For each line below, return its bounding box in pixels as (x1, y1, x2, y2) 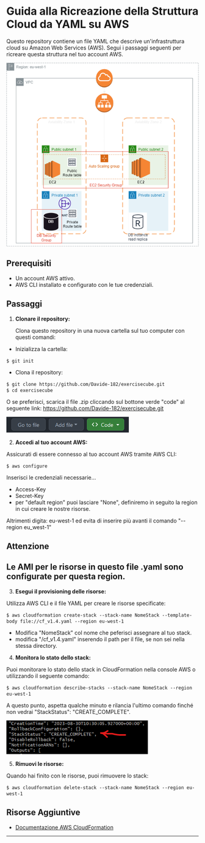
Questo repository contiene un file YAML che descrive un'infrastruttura (6, 37, 185, 45)
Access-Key (15, 485, 46, 493)
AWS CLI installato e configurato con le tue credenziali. (15, 281, 154, 288)
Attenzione (6, 541, 49, 551)
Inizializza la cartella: (15, 345, 68, 352)
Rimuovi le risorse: (15, 760, 64, 767)
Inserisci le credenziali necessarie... (6, 473, 96, 481)
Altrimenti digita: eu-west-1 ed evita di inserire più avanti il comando (6, 517, 177, 524)
